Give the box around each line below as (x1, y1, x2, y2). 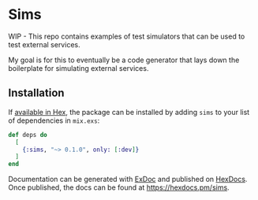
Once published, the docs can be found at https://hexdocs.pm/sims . (8, 183, 230, 192)
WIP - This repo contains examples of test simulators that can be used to (8, 31, 245, 41)
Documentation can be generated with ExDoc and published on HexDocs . (8, 175, 248, 184)
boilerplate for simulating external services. (8, 63, 149, 72)
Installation (8, 87, 65, 100)
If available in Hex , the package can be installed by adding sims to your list (8, 107, 250, 117)
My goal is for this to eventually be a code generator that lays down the (8, 55, 240, 65)
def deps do (8, 131, 47, 139)
